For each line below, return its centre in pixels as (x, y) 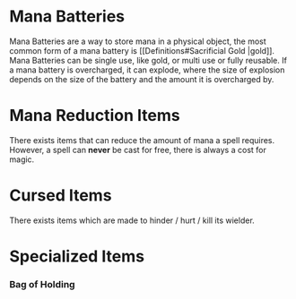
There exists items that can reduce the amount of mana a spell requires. (142, 140)
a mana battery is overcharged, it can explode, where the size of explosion (147, 70)
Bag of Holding (42, 284)
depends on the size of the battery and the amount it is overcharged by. (142, 79)
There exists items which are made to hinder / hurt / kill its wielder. (132, 220)
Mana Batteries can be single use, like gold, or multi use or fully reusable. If (148, 60)
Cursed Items (61, 196)
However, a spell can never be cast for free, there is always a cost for (138, 149)
